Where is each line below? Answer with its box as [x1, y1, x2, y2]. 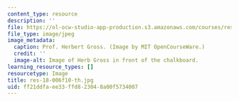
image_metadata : [7, 37, 55, 44]
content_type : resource [7, 10, 78, 18]
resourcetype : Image [7, 70, 69, 77]
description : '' [7, 17, 55, 24]
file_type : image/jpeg [7, 30, 75, 38]
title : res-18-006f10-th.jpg [7, 76, 94, 84]
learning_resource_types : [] [7, 63, 94, 70]
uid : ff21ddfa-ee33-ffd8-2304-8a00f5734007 [7, 83, 139, 90]
